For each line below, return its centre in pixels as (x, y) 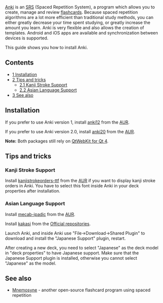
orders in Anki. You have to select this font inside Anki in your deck (72, 186)
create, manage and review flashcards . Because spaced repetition (72, 12)
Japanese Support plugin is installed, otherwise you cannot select (71, 258)
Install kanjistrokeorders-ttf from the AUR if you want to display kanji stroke (80, 181)
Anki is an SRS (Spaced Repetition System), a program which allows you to (80, 7)
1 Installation (25, 74)
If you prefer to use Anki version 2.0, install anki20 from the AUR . (70, 131)
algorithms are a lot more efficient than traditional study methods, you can (79, 17)
